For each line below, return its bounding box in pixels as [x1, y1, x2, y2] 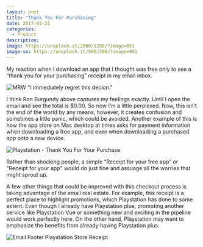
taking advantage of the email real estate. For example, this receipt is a [6, 189, 184, 196]
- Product [12, 32, 37, 38]
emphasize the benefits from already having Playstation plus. [6, 221, 160, 229]
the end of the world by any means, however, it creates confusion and [6, 108, 182, 116]
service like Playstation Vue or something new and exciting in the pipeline [6, 209, 191, 216]
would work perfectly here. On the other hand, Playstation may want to [6, 215, 184, 223]
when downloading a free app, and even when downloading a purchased [6, 127, 190, 135]
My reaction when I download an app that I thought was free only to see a [6, 65, 192, 73]
